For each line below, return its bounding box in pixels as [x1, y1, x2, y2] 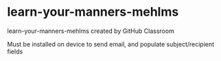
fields [7, 47, 23, 56]
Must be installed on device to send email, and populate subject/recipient [7, 40, 215, 48]
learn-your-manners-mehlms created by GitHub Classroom [7, 27, 175, 35]
